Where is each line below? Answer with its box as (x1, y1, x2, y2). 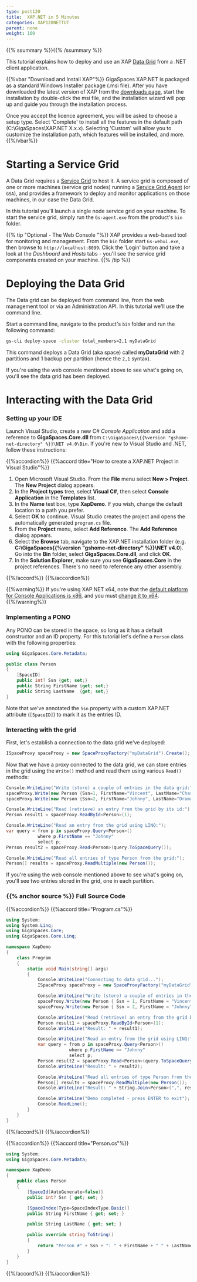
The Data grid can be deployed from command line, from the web (6, 297, 164, 303)
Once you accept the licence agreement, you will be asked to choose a (6, 112, 178, 120)
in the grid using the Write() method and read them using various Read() (6, 767, 182, 774)
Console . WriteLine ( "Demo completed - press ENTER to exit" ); (37, 1096, 191, 1102)
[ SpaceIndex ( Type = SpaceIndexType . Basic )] (27, 1205, 130, 1211)
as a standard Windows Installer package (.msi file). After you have (6, 82, 168, 89)
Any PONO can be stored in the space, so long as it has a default (6, 627, 163, 634)
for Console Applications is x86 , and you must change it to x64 (6, 592, 158, 599)
